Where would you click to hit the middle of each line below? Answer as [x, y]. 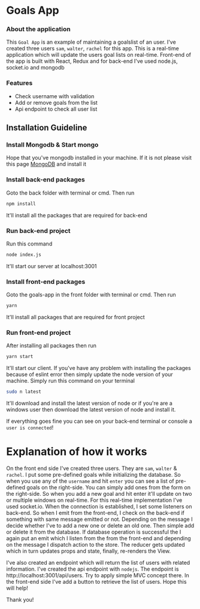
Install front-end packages [46, 281]
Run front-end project [38, 332]
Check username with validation [54, 96]
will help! [17, 588]
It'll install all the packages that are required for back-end [77, 215]
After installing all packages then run [51, 346]
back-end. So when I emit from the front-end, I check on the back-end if [95, 513]
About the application [38, 29]
